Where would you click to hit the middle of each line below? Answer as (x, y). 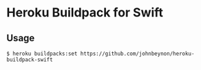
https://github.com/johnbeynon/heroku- (137, 54)
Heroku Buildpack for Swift (85, 13)
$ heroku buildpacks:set (42, 54)
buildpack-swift (30, 60)
